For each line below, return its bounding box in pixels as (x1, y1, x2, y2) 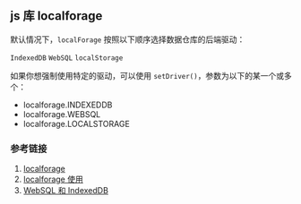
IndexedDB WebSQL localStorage (10, 53, 124, 63)
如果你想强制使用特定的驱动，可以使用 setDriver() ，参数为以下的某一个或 (10, 70, 285, 81)
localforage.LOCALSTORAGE (22, 118, 131, 129)
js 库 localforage (10, 8, 103, 24)
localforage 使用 (22, 174, 83, 185)
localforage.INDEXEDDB (22, 99, 113, 110)
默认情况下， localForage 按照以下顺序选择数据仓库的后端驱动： (10, 34, 245, 45)
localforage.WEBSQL (22, 108, 101, 119)
